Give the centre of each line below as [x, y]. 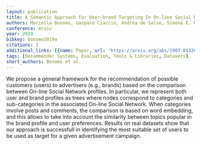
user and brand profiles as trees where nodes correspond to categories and [100, 98]
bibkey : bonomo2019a [32, 39]
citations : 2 [22, 45]
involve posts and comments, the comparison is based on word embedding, [100, 110]
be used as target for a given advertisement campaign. [74, 135]
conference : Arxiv [29, 28]
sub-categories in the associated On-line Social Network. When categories [99, 104]
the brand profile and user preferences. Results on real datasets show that [98, 123]
